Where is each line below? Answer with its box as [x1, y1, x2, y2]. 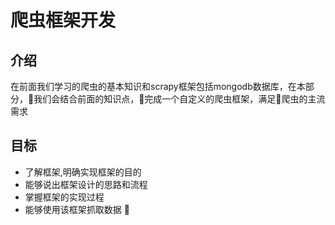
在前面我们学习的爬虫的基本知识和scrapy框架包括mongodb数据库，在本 [10, 81, 306, 92]
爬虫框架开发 [10, 9, 117, 32]
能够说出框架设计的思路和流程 [24, 178, 148, 190]
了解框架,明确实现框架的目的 [24, 166, 142, 178]
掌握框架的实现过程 [24, 191, 105, 203]
